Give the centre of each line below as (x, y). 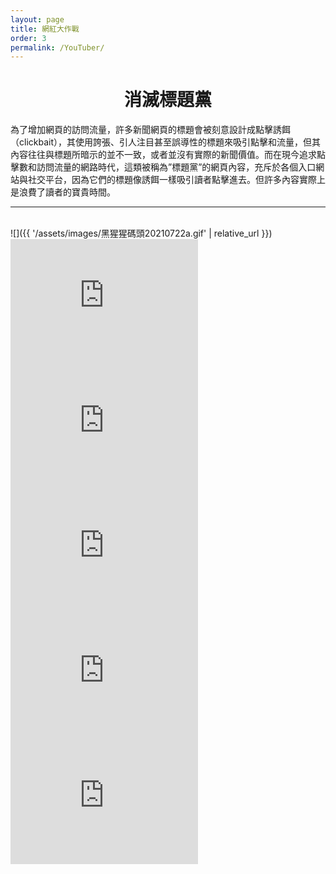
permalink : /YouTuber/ (57, 47)
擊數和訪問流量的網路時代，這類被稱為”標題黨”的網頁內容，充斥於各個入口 (163, 167)
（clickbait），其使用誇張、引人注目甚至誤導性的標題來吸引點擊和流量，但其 (165, 142)
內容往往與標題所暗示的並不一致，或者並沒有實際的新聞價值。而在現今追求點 (168, 155)
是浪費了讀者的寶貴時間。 (63, 192)
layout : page (37, 19)
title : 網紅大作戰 (45, 29)
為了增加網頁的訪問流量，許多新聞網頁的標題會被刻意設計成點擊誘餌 (150, 130)
